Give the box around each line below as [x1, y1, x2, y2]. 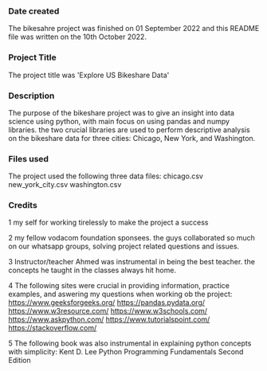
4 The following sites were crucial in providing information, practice [8, 281, 230, 291]
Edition [8, 356, 32, 365]
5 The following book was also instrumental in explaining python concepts [8, 338, 252, 348]
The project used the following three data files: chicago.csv [8, 171, 203, 181]
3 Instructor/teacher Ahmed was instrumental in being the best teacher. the [8, 257, 255, 267]
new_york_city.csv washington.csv [8, 180, 122, 189]
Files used [8, 153, 49, 164]
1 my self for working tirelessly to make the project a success [8, 217, 209, 228]
